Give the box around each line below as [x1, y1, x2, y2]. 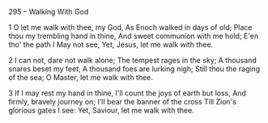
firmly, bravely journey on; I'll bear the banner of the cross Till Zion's [8, 97, 237, 106]
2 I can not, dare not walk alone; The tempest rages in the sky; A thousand [8, 56, 257, 65]
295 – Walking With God [8, 7, 89, 16]
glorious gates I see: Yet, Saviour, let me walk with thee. [8, 105, 194, 115]
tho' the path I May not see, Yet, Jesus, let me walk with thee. [8, 40, 214, 49]
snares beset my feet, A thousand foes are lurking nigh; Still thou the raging [8, 64, 261, 74]
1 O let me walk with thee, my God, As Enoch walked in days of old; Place [8, 23, 253, 32]
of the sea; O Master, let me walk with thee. [8, 73, 154, 82]
